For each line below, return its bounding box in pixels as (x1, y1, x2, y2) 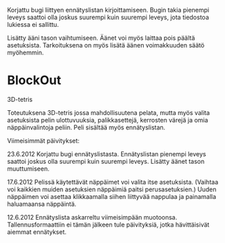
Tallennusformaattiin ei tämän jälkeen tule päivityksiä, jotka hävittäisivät (7, 220, 210, 229)
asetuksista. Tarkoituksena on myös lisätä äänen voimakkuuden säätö (7, 41, 205, 49)
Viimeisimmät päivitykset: (7, 136, 80, 145)
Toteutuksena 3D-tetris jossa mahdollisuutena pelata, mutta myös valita (7, 108, 210, 116)
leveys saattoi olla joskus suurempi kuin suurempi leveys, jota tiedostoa (7, 13, 209, 21)
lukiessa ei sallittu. (7, 21, 59, 28)
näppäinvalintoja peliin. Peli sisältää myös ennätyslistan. (7, 123, 166, 131)
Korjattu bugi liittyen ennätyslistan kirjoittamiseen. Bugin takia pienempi (7, 6, 210, 14)
